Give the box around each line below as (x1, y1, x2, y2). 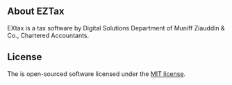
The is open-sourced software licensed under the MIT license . (7, 69, 186, 78)
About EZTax (7, 6, 65, 17)
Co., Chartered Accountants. (7, 31, 90, 39)
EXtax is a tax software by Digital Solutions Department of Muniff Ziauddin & (7, 23, 225, 32)
